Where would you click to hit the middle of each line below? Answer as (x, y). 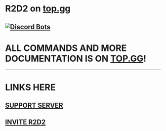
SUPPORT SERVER (34, 106)
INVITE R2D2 (25, 122)
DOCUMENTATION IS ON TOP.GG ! (76, 59)
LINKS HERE (30, 87)
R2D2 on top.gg (38, 9)
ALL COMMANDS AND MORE (66, 48)
